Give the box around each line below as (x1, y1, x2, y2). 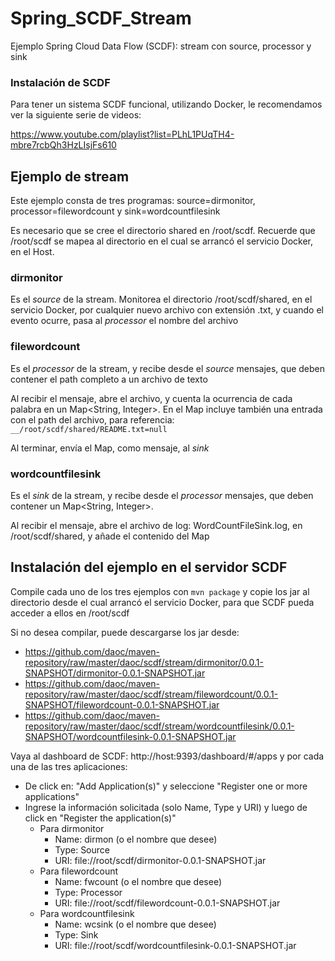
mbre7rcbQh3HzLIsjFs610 (10, 139, 117, 151)
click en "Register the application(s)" (24, 812, 177, 824)
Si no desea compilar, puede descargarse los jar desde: (10, 626, 240, 638)
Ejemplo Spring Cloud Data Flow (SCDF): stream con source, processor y (10, 40, 312, 52)
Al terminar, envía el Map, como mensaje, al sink (10, 442, 210, 454)
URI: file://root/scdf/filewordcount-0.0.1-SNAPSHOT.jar (54, 897, 281, 909)
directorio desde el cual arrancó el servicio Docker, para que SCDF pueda (10, 596, 315, 608)
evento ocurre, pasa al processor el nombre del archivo (10, 315, 239, 327)
